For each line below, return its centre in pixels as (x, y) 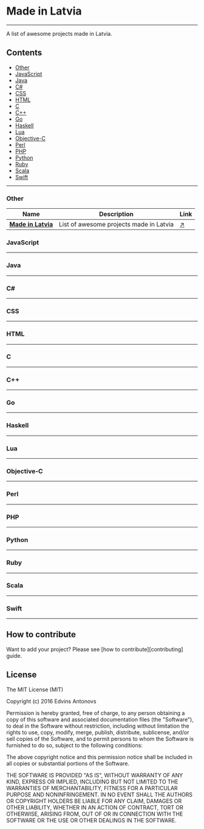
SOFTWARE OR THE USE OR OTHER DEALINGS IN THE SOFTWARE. (91, 820)
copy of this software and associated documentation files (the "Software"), (100, 719)
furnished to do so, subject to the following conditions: (74, 745)
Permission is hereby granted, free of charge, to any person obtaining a (96, 713)
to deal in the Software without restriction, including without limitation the (98, 726)
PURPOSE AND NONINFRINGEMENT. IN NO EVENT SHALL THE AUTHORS (100, 794)
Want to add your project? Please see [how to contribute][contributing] (95, 649)
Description (116, 214)
